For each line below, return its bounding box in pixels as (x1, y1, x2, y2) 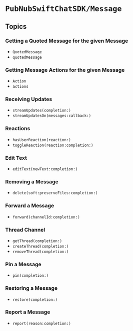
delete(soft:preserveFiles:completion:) (12, 190, 98, 196)
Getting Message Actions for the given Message (5, 66, 125, 73)
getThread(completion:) (12, 238, 62, 244)
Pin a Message (5, 261, 41, 268)
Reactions (5, 125, 30, 132)
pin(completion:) (12, 273, 49, 278)
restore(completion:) (12, 297, 57, 302)
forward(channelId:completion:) (12, 214, 80, 219)
